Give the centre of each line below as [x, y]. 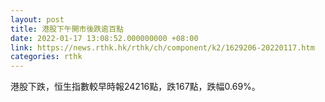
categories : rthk [46, 57]
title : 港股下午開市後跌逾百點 [67, 29]
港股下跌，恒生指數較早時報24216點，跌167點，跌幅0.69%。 [135, 87]
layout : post [37, 19]
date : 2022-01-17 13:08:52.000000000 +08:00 [104, 38]
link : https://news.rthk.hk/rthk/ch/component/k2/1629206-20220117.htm [162, 47]
